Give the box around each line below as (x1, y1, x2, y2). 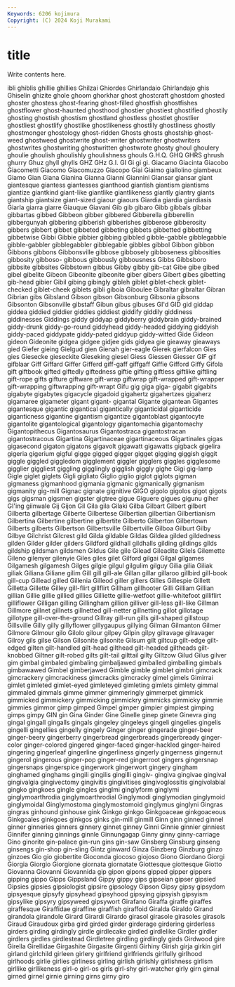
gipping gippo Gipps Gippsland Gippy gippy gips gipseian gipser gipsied (7, 875, 216, 884)
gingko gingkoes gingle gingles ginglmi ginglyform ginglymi (7, 785, 180, 794)
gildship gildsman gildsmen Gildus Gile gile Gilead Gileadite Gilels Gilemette (7, 547, 226, 555)
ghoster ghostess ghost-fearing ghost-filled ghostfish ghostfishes (7, 99, 198, 107)
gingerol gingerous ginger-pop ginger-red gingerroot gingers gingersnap (7, 756, 219, 764)
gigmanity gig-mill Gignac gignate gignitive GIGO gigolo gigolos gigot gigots (7, 487, 227, 495)
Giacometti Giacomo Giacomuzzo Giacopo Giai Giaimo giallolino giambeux (7, 166, 222, 174)
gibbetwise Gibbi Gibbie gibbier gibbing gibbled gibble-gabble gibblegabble (7, 233, 227, 242)
